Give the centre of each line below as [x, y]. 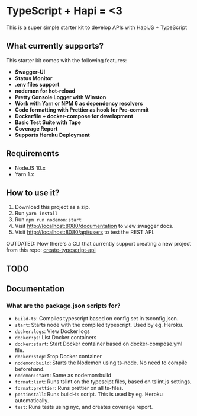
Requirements [33, 153]
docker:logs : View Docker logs [52, 331]
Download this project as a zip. [52, 207]
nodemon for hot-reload [45, 91]
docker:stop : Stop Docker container [58, 357]
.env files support [37, 84]
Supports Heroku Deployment [52, 135]
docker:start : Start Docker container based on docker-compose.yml [98, 344]
